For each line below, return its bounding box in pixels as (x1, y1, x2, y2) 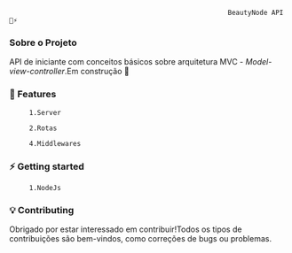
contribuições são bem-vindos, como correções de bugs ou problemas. (9, 234, 272, 244)
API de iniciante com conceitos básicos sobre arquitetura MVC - (9, 57, 244, 67)
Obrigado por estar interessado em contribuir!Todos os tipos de (9, 224, 242, 234)
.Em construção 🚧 (64, 66, 130, 77)
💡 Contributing (9, 203, 75, 216)
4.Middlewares (28, 139, 82, 148)
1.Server (28, 108, 62, 117)
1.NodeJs (28, 183, 62, 192)
